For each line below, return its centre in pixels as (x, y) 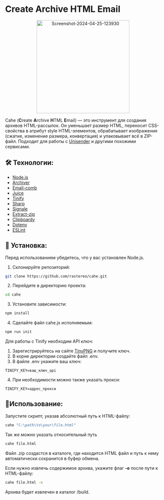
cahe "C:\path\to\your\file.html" (41, 425)
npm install (17, 313)
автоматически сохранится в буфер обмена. (52, 458)
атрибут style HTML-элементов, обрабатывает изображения (93, 130)
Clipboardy (23, 219)
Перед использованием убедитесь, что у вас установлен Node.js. (75, 257)
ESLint (19, 230)
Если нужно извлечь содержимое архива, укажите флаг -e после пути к (82, 468)
